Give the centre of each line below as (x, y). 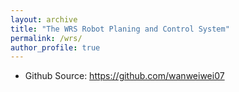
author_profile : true (55, 47)
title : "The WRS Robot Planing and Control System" (120, 29)
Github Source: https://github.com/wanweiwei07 (124, 76)
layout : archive (44, 19)
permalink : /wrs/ (46, 38)
